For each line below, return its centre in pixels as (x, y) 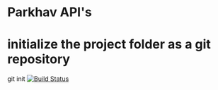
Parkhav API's (50, 12)
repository (39, 59)
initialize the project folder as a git (109, 45)
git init (17, 79)
